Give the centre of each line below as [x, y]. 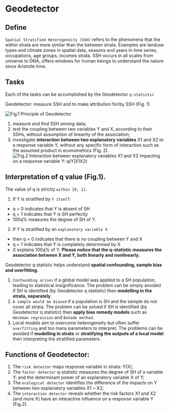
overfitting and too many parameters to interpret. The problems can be [88, 328]
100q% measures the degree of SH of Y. [54, 219]
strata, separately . [32, 296]
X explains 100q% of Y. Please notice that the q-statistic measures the [87, 250]
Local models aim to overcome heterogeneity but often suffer [76, 323]
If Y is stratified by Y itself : [42, 199]
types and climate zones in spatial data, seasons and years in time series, [81, 50]
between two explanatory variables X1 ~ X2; [58, 388]
